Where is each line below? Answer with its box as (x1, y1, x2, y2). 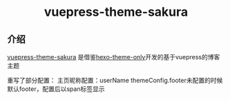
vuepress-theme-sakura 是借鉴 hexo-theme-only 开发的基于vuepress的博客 (7, 53, 220, 61)
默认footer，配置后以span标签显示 (7, 85, 105, 93)
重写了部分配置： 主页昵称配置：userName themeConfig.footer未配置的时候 (7, 77, 223, 84)
